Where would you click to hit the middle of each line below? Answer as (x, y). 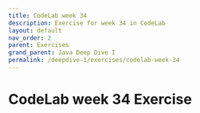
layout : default (35, 30)
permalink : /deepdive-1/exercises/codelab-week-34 (94, 60)
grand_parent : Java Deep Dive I (62, 53)
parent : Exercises (39, 45)
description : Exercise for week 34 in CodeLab (87, 23)
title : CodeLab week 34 (48, 16)
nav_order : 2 (30, 38)
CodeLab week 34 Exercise (100, 99)
